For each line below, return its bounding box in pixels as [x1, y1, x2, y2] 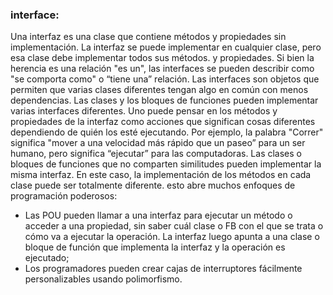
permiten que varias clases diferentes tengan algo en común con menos [10, 84, 309, 96]
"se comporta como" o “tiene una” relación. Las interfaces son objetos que [10, 73, 320, 85]
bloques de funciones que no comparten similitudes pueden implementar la [10, 158, 322, 170]
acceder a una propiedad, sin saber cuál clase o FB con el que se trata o [24, 220, 324, 232]
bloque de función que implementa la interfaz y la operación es [24, 241, 286, 253]
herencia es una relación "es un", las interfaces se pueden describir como [10, 63, 315, 75]
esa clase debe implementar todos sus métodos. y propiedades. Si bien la [10, 52, 315, 64]
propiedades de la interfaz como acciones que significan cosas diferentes [10, 116, 316, 128]
